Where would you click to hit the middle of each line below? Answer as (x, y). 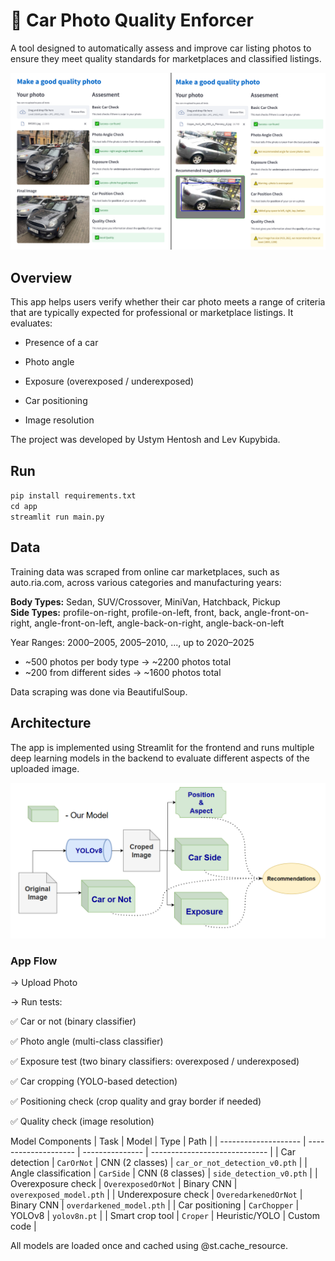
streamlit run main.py (57, 517)
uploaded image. (45, 768)
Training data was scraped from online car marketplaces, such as (145, 571)
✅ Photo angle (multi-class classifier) (87, 1041)
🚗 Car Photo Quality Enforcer (132, 20)
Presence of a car (61, 343)
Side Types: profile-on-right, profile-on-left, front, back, (126, 612)
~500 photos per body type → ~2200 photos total (128, 661)
